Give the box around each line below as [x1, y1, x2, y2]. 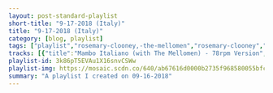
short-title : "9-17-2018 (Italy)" [8, 19, 126, 27]
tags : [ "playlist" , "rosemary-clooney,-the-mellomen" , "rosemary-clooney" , [8, 42, 264, 50]
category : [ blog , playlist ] [8, 34, 104, 43]
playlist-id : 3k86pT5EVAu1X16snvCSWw [8, 57, 136, 66]
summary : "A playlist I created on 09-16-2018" [8, 72, 173, 80]
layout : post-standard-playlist [8, 11, 118, 20]
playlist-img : [8, 65, 57, 73]
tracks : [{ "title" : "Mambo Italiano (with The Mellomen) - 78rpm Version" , [8, 49, 267, 57]
